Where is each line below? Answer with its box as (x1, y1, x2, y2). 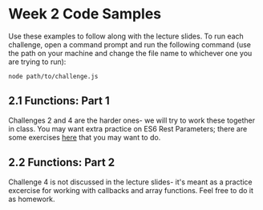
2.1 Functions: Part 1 (8, 94, 110, 108)
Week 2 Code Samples (8, 5, 162, 23)
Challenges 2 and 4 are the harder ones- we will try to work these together (8, 115, 256, 125)
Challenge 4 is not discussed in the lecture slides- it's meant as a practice (8, 177, 253, 187)
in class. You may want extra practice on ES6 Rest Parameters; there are (8, 123, 248, 133)
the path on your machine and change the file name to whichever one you (8, 48, 253, 58)
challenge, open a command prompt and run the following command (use (8, 39, 251, 49)
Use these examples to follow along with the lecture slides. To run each (8, 31, 245, 41)
